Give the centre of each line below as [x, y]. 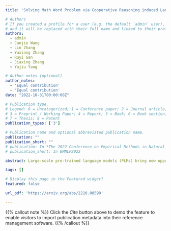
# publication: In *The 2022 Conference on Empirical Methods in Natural [85, 147]
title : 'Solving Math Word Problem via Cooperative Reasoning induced [82, 10]
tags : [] [15, 170]
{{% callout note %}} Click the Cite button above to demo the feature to [80, 212]
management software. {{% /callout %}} [48, 223]
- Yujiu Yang [24, 67]
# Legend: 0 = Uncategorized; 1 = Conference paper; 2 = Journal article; [86, 109]
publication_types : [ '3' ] [33, 123]
